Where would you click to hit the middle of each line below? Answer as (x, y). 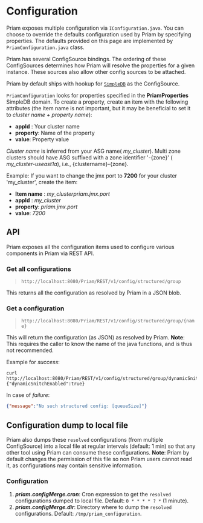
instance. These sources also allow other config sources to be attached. (96, 72)
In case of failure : (28, 395)
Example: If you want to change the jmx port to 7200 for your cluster (92, 175)
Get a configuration (35, 308)
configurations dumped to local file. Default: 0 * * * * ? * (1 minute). (102, 501)
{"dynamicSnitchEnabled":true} (46, 384)
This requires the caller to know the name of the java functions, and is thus (99, 344)
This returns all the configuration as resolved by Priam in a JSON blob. (94, 293)
